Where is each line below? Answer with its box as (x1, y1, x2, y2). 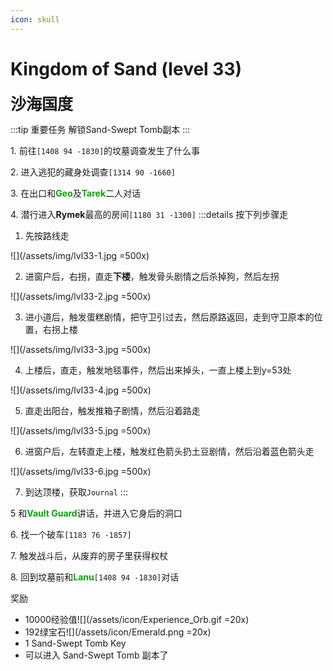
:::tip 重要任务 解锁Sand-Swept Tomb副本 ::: (10, 123, 191, 135)
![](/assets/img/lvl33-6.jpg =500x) (10, 465, 152, 477)
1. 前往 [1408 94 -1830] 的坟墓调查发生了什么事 (10, 144, 201, 156)
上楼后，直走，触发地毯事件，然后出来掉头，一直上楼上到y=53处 (24, 364, 292, 376)
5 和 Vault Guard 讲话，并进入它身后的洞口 (10, 507, 183, 519)
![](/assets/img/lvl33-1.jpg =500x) (10, 249, 150, 261)
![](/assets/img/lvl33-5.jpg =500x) (10, 424, 152, 436)
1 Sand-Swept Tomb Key (24, 637, 127, 649)
